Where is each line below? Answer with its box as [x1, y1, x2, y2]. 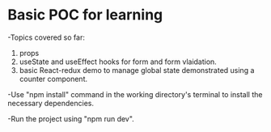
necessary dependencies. [7, 98, 95, 108]
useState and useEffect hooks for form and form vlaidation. [19, 57, 218, 66]
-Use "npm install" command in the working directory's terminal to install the [7, 89, 263, 99]
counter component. [19, 74, 88, 83]
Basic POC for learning [7, 6, 163, 24]
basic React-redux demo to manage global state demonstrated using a [19, 65, 255, 75]
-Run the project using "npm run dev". [7, 113, 134, 123]
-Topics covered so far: [7, 32, 86, 42]
